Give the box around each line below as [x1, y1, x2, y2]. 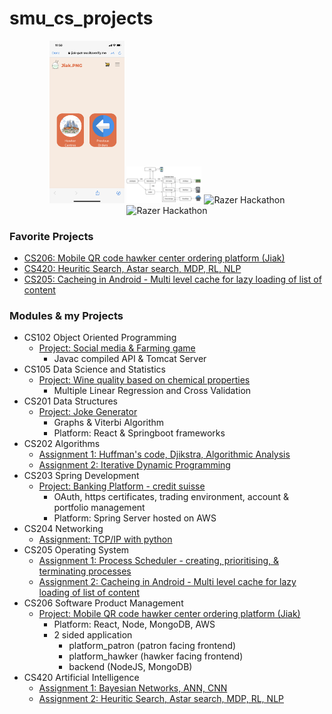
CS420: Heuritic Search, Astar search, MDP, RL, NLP [23, 263, 242, 275]
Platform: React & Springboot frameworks [53, 427, 226, 439]
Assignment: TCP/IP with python [38, 533, 173, 546]
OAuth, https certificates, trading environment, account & [53, 491, 290, 503]
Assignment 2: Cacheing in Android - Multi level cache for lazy [38, 576, 297, 588]
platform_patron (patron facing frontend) [68, 640, 237, 652]
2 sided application [53, 629, 133, 641]
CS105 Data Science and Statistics [23, 363, 166, 376]
